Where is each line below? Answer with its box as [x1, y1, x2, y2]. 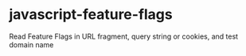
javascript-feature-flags [9, 6, 174, 24]
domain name [9, 39, 54, 49]
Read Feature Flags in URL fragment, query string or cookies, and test [9, 32, 238, 41]
